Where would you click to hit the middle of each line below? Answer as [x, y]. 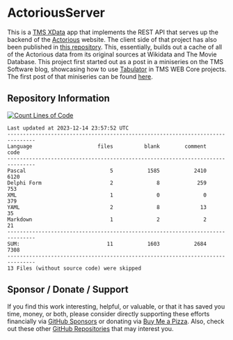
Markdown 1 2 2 [107, 219]
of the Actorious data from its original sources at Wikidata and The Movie [112, 54]
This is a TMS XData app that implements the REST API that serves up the [113, 32]
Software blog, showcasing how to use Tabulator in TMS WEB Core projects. [117, 69]
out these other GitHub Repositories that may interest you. [90, 328]
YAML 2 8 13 [107, 207]
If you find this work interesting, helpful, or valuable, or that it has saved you [116, 306]
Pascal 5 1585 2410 [107, 171]
